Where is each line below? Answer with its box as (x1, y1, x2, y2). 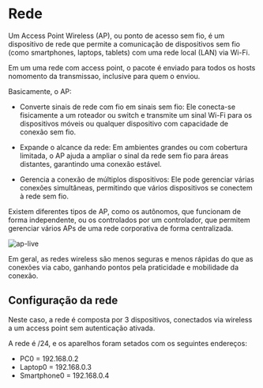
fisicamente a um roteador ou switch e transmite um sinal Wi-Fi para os (19, 110, 253, 119)
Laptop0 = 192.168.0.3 (19, 362, 92, 371)
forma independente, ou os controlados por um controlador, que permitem (8, 215, 250, 224)
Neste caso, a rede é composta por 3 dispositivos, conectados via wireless (8, 315, 253, 324)
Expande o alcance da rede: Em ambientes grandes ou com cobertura (19, 142, 248, 152)
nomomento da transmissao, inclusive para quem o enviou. (8, 71, 201, 81)
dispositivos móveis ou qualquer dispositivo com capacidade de (19, 119, 229, 128)
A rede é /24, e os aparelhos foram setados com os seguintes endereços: (8, 338, 247, 348)
